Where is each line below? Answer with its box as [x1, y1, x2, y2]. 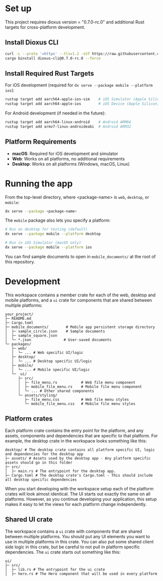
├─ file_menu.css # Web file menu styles [24, 397, 130, 402]
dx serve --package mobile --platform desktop [5, 232, 101, 236]
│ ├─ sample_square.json [5, 333, 57, 338]
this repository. [5, 259, 35, 265]
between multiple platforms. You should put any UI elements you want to [5, 533, 150, 539]
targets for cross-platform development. [5, 24, 85, 30]
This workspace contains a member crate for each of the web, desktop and [5, 292, 156, 298]
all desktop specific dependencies [5, 477, 77, 482]
